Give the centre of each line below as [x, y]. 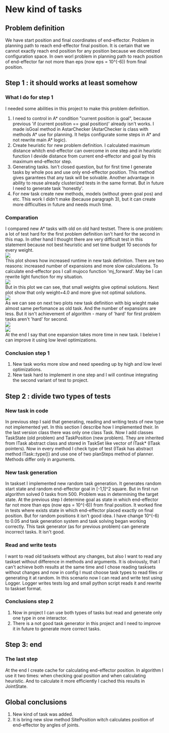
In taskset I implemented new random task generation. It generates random [83, 484]
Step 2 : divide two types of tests [58, 396]
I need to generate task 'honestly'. [48, 188]
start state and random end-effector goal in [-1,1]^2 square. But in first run [82, 489]
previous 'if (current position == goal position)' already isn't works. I [83, 124]
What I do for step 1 [29, 97]
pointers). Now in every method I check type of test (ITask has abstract [79, 448]
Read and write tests [31, 545]
